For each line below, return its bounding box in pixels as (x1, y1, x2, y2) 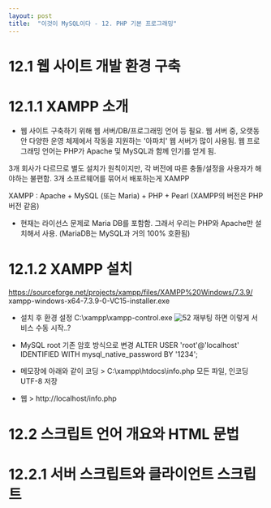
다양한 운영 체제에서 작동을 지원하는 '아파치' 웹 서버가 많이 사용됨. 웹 (28, 136, 245, 145)
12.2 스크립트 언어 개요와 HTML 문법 (8, 424, 239, 443)
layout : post (8, 11, 53, 20)
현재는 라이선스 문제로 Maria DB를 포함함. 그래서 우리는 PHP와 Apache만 (19, 218, 254, 228)
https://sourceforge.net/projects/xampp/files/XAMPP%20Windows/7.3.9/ (8, 287, 253, 297)
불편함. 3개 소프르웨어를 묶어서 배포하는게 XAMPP (29, 173, 190, 183)
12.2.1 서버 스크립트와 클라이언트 (8, 465, 214, 484)
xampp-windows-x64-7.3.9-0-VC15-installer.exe (8, 296, 170, 306)
